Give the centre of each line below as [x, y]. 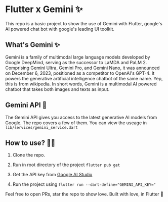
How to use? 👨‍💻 [30, 143]
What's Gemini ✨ [33, 45]
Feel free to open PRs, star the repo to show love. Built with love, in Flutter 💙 [84, 194]
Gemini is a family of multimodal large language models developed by [78, 57]
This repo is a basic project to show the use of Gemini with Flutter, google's [84, 23]
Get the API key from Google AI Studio [52, 175]
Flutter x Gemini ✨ [44, 9]
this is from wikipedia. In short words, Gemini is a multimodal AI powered [81, 84]
